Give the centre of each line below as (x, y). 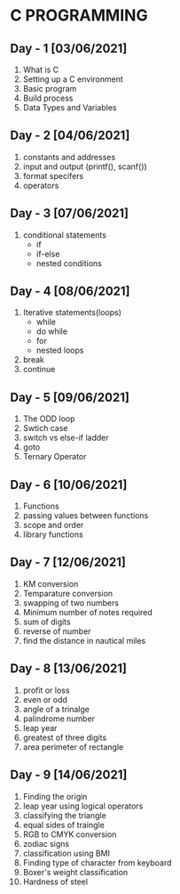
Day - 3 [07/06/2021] (70, 213)
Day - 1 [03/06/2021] (69, 49)
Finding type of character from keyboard (97, 862)
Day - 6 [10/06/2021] (69, 485)
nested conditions (69, 263)
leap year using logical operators (83, 806)
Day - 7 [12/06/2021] (68, 562)
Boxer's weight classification (75, 872)
